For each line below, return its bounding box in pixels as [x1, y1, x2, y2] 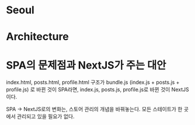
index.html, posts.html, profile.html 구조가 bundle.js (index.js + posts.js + [6, 79, 180, 86]
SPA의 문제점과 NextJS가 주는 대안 [6, 59, 166, 72]
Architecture [6, 30, 69, 44]
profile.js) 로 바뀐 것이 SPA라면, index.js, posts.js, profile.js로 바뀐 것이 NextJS [6, 86, 189, 93]
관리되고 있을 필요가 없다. [16, 113, 75, 120]
